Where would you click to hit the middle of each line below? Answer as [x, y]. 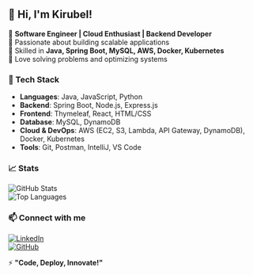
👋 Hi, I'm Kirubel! [50, 15]
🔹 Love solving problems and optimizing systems [88, 59]
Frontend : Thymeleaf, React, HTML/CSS [85, 114]
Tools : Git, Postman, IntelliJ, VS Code [81, 147]
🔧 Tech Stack [34, 79]
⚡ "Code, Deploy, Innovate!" [56, 262]
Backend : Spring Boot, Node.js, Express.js [89, 105]
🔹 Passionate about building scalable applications [89, 42]
